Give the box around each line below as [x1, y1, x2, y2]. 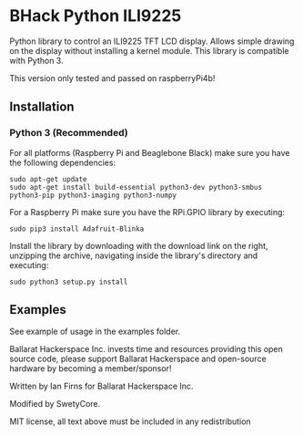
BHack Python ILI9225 [9, 5, 182, 26]
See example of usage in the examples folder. [9, 326, 180, 337]
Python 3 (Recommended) [9, 127, 129, 140]
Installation [9, 99, 75, 115]
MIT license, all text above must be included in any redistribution [9, 416, 252, 427]
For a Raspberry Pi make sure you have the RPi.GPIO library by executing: [9, 206, 285, 217]
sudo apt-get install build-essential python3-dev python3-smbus [9, 182, 262, 192]
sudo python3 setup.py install [9, 277, 128, 286]
